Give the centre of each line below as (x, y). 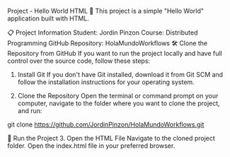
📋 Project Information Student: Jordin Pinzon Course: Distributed (103, 33)
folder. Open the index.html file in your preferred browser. (91, 146)
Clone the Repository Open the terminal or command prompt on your (118, 96)
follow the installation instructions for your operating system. (106, 82)
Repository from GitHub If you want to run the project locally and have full (115, 53)
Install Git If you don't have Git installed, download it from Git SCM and (120, 75)
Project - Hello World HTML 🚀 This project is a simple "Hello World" (105, 11)
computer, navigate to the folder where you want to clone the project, (119, 103)
